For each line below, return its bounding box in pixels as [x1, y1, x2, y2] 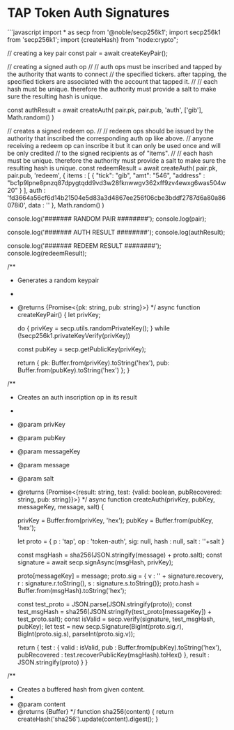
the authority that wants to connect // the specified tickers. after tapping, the [7, 70, 227, 78]
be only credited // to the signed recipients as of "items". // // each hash [7, 149, 214, 157]
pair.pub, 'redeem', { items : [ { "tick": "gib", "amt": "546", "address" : [7, 171, 205, 180]
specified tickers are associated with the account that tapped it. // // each [7, 77, 218, 85]
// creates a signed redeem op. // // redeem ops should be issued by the [7, 126, 214, 135]
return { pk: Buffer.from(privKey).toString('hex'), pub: [17, 358, 170, 367]
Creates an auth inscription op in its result [17, 393, 137, 401]
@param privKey [17, 420, 66, 428]
